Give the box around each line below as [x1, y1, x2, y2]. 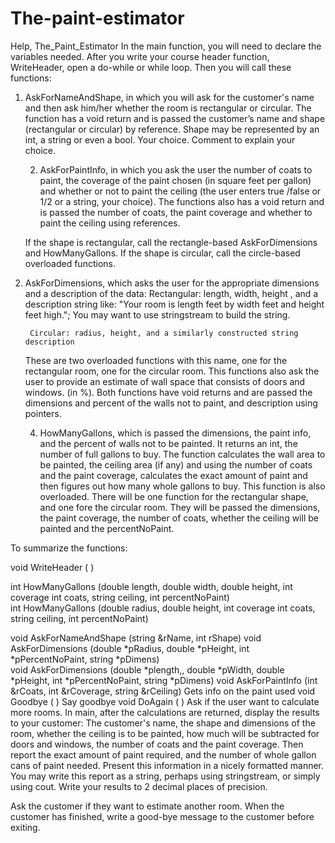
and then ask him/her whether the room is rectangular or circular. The [24, 102, 312, 114]
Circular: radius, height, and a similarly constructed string [29, 328, 299, 338]
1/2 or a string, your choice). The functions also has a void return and [39, 195, 325, 207]
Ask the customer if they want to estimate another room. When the [10, 800, 285, 812]
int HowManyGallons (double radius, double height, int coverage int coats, [10, 602, 316, 614]
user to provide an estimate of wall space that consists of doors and [24, 375, 306, 387]
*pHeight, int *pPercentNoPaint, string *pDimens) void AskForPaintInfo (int [10, 674, 318, 686]
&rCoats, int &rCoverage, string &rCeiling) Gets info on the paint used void [10, 685, 316, 697]
